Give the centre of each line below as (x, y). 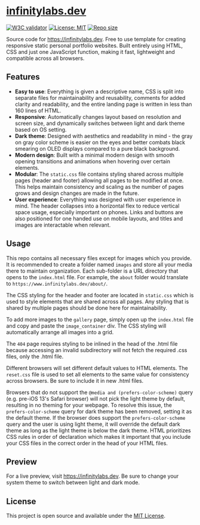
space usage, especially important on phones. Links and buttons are (99, 212)
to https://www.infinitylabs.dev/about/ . (57, 283)
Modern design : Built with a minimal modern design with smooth (95, 155)
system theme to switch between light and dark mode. (73, 483)
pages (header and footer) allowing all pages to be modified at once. (99, 180)
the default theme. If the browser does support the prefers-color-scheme (96, 417)
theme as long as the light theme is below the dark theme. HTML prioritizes (99, 430)
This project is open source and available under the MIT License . (86, 516)
